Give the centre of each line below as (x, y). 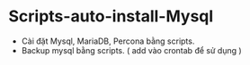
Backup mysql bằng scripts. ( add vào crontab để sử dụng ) (131, 50)
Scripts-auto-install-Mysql (111, 16)
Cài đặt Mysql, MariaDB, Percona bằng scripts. (108, 41)
